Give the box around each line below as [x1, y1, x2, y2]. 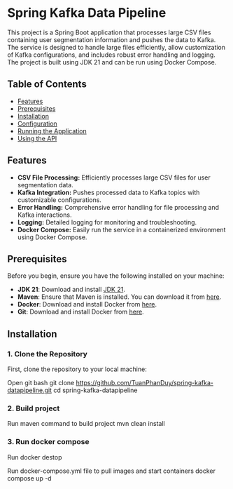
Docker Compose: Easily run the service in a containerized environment [17, 225, 226, 234]
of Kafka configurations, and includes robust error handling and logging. [7, 51, 216, 59]
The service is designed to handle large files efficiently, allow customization [7, 43, 226, 51]
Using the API [17, 134, 57, 142]
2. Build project [7, 403, 60, 413]
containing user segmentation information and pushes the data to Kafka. [7, 35, 216, 43]
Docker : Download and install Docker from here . [17, 300, 157, 309]
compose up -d [7, 474, 52, 482]
